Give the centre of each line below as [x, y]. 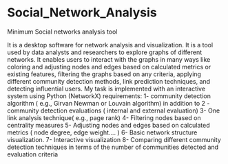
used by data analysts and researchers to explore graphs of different [105, 52]
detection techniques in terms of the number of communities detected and [113, 147]
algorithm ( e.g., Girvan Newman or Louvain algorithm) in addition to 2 [106, 103]
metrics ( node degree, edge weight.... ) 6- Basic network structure [102, 132]
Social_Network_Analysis [82, 13]
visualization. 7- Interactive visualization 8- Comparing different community [114, 139]
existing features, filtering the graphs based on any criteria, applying [104, 74]
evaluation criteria [33, 154]
